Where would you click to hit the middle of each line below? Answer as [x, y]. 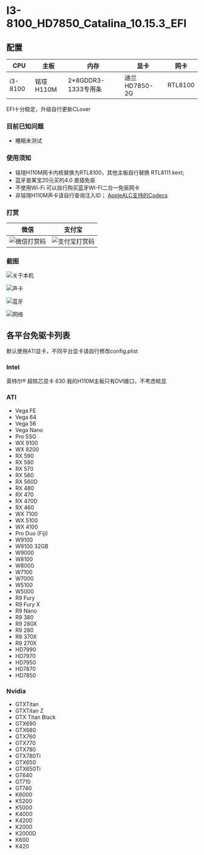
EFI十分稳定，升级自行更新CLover [49, 109]
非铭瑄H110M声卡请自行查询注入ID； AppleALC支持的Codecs [91, 195]
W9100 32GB [32, 546]
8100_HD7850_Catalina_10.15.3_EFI [97, 23]
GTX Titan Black [35, 717]
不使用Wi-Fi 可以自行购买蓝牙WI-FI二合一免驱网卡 [77, 187]
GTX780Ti [28, 756]
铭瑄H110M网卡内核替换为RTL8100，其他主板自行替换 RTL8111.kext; [100, 172]
